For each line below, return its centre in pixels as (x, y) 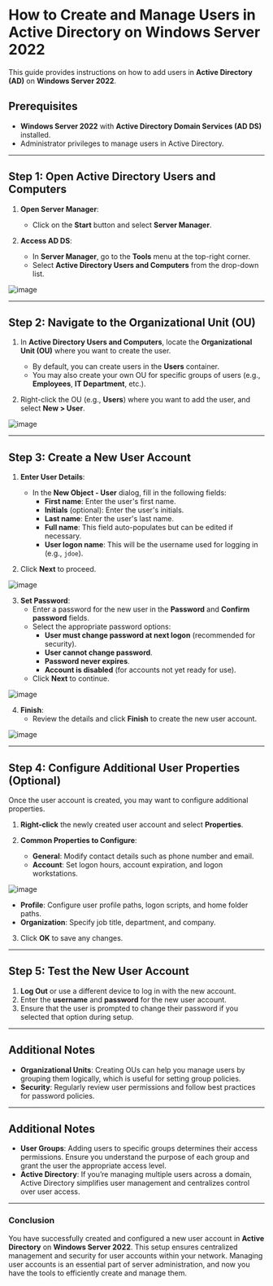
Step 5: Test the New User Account (99, 971)
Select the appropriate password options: (102, 627)
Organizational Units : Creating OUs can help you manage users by (132, 1069)
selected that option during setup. (77, 1016)
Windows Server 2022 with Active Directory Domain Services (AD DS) (141, 126)
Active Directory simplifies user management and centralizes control (135, 1183)
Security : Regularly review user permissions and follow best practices (138, 1087)
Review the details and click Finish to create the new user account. (145, 719)
